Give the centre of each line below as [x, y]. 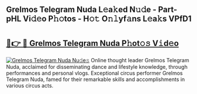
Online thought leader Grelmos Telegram [140, 60]
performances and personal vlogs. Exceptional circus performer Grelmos [95, 73]
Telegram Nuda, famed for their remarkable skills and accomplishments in [96, 79]
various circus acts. [30, 85]
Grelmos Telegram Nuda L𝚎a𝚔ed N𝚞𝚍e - [81, 10]
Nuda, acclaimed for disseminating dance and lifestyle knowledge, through [97, 67]
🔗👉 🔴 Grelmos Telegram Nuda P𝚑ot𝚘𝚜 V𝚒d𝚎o [93, 43]
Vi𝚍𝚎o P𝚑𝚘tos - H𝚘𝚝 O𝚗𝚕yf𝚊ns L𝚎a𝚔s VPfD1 [107, 19]
